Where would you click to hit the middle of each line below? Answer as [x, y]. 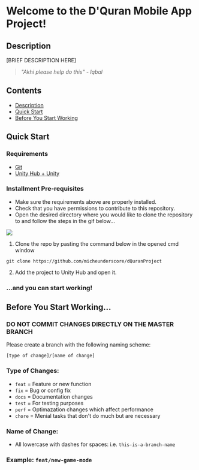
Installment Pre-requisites [45, 189]
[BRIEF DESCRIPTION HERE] [41, 60]
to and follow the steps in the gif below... [65, 221]
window [25, 250]
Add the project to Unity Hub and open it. [66, 272]
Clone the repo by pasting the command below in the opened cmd [97, 243]
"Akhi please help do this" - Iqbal [62, 72]
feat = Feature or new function [53, 384]
